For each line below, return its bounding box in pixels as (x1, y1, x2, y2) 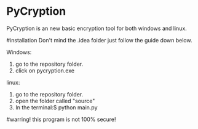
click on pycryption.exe (15, 66, 75, 74)
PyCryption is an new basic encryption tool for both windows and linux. (6, 25, 188, 32)
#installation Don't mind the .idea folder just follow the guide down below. (6, 36, 192, 44)
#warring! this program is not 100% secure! (6, 115, 116, 123)
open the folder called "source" (15, 97, 95, 104)
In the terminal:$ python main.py (15, 103, 98, 111)
